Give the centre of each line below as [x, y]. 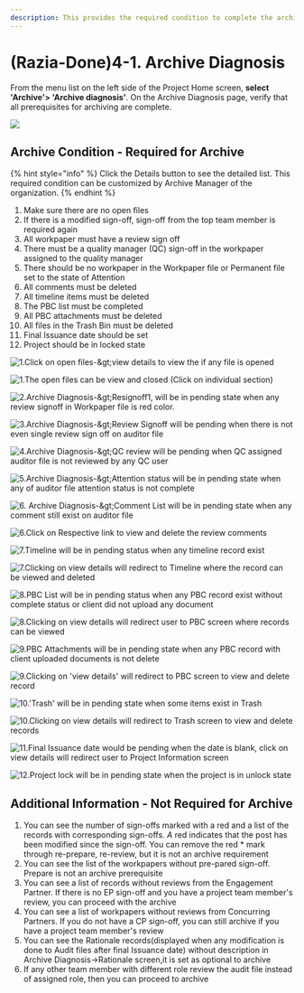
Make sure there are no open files [86, 211]
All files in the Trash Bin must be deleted [98, 325]
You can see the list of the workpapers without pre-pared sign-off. [147, 864]
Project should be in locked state [84, 345]
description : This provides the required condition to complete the [142, 18]
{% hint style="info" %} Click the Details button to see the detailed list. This [151, 173]
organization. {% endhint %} [63, 193]
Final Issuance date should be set [85, 335]
